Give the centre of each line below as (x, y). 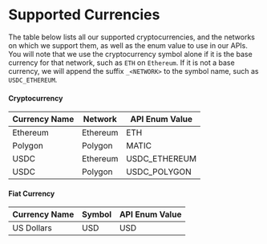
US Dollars (32, 228)
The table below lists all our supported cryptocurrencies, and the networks (131, 37)
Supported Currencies (84, 15)
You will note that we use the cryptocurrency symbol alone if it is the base (130, 54)
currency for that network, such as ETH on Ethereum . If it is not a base (121, 63)
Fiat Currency (32, 193)
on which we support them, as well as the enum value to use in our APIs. (128, 45)
